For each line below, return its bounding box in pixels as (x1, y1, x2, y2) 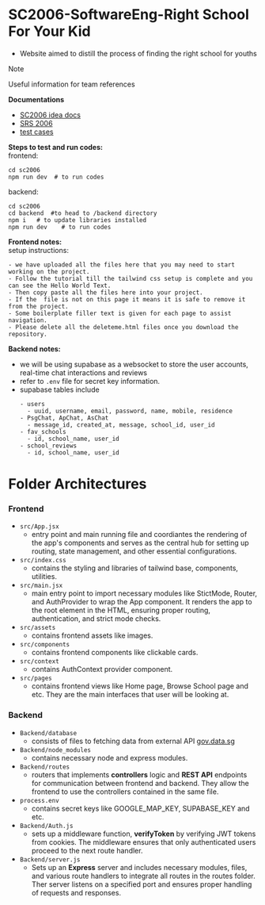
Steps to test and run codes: (8, 142, 103, 151)
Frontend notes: (8, 236, 62, 247)
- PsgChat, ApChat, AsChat (19, 414, 109, 422)
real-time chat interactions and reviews (19, 367, 148, 378)
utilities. (31, 572, 58, 581)
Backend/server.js (19, 855, 81, 864)
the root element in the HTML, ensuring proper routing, (31, 605, 211, 615)
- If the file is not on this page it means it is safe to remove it (8, 295, 246, 303)
